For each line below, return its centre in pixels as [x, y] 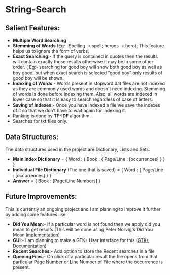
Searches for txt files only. [40, 121]
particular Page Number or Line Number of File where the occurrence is [88, 262]
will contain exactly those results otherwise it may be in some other [83, 62]
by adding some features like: [36, 214]
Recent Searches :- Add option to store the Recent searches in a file [83, 251]
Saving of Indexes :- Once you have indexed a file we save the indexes [87, 105]
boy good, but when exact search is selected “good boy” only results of [88, 73]
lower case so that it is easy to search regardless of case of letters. [83, 99]
